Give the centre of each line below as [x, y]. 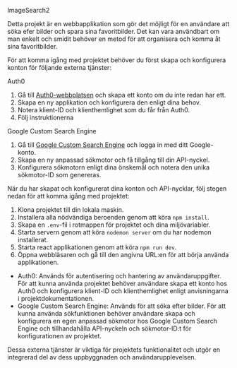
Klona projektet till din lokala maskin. [71, 210]
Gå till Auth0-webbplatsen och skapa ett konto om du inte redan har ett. [122, 95]
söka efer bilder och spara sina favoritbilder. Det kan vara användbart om [114, 31]
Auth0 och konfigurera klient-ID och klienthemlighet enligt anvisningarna [123, 291]
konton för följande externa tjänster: [59, 67]
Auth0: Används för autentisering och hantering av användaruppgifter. [119, 276]
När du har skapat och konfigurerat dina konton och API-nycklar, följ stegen [117, 189]
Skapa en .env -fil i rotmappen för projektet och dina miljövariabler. [114, 225]
